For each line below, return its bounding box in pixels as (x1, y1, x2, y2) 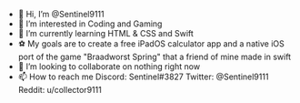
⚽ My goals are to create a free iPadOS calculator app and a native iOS (17, 38, 285, 49)
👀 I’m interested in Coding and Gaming (17, 18, 163, 29)
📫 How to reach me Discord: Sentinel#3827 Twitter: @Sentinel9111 (17, 71, 269, 82)
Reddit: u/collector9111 (17, 85, 102, 95)
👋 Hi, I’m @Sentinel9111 (17, 9, 105, 19)
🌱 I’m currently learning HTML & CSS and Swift (17, 28, 194, 38)
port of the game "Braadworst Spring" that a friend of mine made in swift (17, 51, 292, 62)
